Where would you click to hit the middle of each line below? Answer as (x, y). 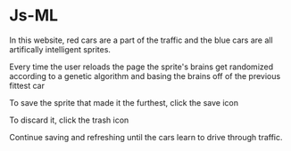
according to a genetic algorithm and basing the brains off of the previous (145, 75)
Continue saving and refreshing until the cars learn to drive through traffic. (146, 137)
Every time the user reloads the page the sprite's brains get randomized (141, 67)
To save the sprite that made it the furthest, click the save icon (124, 102)
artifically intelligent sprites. (60, 49)
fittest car (27, 85)
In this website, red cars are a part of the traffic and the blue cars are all (141, 40)
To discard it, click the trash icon (69, 120)
